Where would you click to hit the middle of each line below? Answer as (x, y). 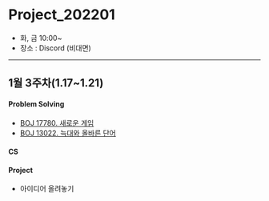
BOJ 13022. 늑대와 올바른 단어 (68, 133)
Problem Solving (36, 104)
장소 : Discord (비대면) (56, 48)
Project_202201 (62, 15)
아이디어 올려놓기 (47, 189)
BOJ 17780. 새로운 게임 (57, 123)
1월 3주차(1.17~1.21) (56, 83)
